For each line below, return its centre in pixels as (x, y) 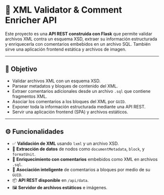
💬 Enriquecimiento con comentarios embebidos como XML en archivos (85, 159)
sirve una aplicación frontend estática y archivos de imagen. (66, 49)
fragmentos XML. (30, 96)
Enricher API (31, 20)
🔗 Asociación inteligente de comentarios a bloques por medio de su (81, 169)
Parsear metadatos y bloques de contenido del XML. (65, 86)
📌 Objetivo (21, 69)
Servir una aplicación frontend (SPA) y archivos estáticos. (70, 112)
